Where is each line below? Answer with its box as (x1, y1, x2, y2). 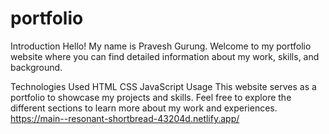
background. (10, 61, 63, 73)
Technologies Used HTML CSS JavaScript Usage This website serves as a (10, 80, 317, 92)
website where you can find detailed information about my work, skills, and (10, 50, 320, 62)
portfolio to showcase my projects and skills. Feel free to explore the (10, 91, 292, 103)
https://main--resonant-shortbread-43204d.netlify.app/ (10, 112, 240, 124)
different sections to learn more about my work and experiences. (10, 102, 278, 114)
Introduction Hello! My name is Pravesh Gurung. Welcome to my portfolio (10, 40, 312, 52)
